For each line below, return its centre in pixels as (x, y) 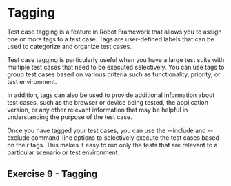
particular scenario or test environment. (63, 152)
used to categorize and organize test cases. (70, 46)
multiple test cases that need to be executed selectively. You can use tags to (116, 67)
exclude (18, 137)
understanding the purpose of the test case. (70, 117)
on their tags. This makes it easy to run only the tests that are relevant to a (112, 145)
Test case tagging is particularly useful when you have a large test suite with (116, 59)
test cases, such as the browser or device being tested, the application (108, 102)
